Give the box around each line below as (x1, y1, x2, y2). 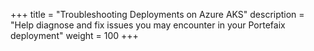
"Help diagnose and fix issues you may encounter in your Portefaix (10, 19, 286, 31)
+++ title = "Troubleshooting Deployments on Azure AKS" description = (10, 9, 305, 20)
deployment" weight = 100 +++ (10, 30, 139, 41)
